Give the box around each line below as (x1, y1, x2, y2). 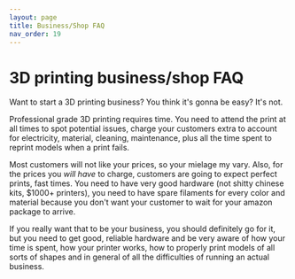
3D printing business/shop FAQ (9, 67, 245, 88)
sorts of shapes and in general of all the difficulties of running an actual (9, 252, 270, 262)
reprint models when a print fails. (9, 143, 130, 153)
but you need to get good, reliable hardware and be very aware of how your (9, 233, 286, 244)
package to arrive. (9, 206, 76, 217)
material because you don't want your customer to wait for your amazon (9, 197, 273, 208)
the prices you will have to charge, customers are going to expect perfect (9, 169, 277, 180)
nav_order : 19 (9, 29, 62, 38)
